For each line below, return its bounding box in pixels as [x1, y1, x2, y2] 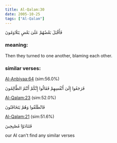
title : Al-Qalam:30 [5, 7, 45, 12]
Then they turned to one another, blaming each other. [5, 53, 113, 58]
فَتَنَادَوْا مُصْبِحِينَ [5, 123, 33, 129]
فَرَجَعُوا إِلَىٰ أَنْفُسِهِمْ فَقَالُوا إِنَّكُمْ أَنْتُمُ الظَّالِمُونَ [5, 85, 85, 91]
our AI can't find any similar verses [5, 132, 75, 138]
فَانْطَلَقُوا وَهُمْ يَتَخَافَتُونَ [5, 104, 45, 110]
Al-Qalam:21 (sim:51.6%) [5, 113, 55, 119]
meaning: [5, 42, 28, 49]
